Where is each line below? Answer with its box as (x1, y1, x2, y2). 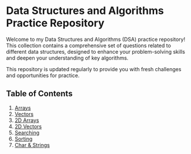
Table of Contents (6, 89, 73, 99)
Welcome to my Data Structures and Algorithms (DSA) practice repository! (6, 36, 186, 43)
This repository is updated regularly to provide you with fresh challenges (6, 65, 182, 72)
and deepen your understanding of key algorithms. (6, 54, 129, 61)
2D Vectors (14, 123, 42, 129)
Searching (14, 129, 40, 136)
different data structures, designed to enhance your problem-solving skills (6, 48, 186, 55)
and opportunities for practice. (6, 72, 80, 79)
